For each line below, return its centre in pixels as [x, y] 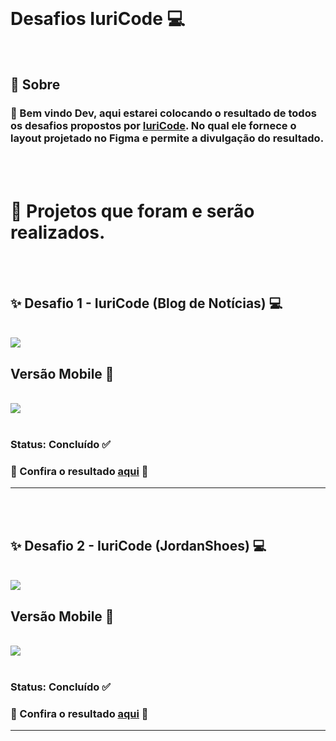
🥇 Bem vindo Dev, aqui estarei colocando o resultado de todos [163, 113]
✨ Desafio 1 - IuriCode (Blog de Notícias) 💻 [146, 303]
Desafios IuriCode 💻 [98, 19]
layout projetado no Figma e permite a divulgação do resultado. [167, 138]
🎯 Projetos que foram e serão [132, 211]
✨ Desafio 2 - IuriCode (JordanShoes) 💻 [138, 545]
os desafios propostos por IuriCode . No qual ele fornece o [153, 126]
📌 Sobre [35, 85]
